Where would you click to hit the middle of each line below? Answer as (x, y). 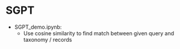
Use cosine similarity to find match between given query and (99, 33)
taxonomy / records (48, 39)
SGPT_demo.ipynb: (38, 27)
